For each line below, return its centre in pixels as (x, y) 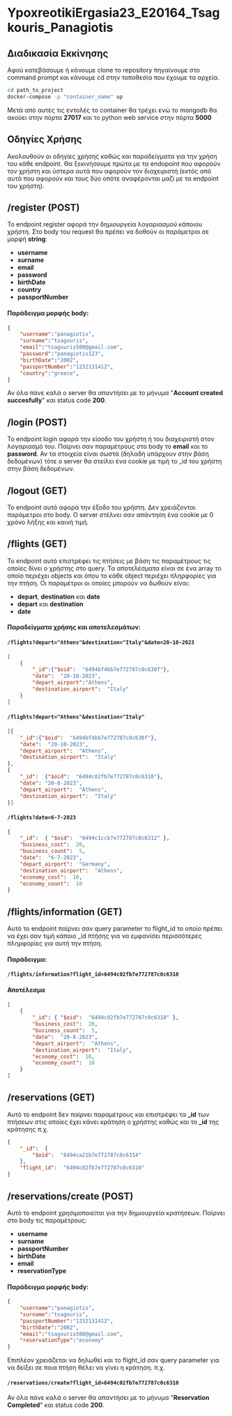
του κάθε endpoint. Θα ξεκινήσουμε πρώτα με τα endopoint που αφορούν (114, 163)
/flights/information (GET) (65, 912)
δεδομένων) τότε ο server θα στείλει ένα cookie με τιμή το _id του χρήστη (115, 461)
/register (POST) (44, 207)
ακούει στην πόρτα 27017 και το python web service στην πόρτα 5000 (110, 117)
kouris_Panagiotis (60, 28)
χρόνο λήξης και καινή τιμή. (48, 522)
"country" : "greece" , (49, 373)
